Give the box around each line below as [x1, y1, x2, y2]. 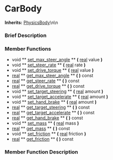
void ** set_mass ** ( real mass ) [11, 120, 79, 126]
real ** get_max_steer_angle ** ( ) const [11, 73, 94, 79]
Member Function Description [4, 149, 78, 156]
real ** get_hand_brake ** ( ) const [11, 115, 83, 121]
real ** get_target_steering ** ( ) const [11, 104, 90, 110]
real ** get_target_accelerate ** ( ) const [11, 110, 95, 116]
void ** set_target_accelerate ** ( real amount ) [11, 94, 109, 100]
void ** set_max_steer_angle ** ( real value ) [11, 57, 103, 63]
